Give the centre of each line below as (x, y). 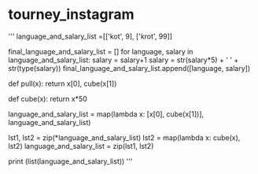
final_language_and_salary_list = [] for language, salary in (101, 51)
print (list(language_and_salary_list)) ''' (70, 161)
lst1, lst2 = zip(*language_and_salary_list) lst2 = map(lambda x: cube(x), (124, 137)
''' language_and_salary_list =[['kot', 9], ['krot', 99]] (90, 36)
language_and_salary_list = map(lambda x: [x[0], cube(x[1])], (106, 114)
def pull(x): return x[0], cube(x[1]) (63, 83)
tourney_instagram (72, 15)
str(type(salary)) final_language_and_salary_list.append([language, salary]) (129, 68)
